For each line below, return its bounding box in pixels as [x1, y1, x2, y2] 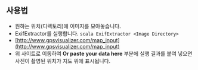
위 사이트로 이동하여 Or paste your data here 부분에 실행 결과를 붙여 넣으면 [14, 50, 193, 57]
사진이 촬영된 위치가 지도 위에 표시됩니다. [14, 57, 111, 64]
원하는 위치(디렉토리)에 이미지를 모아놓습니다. [14, 23, 121, 30]
